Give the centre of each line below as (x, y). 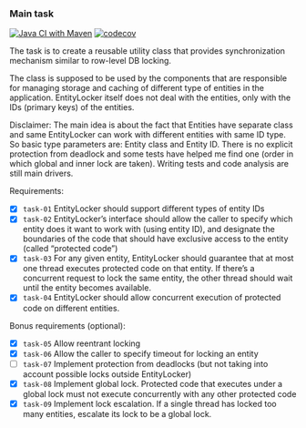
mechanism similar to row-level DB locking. (90, 61)
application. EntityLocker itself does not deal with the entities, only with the (150, 97)
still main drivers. (41, 173)
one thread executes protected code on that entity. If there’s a (138, 269)
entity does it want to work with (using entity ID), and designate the (148, 229)
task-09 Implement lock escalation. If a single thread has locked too (149, 403)
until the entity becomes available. (87, 288)
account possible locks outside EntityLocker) (107, 374)
